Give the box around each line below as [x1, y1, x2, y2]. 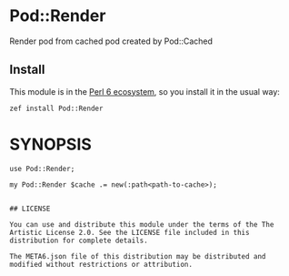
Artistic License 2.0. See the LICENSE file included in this [9, 228, 250, 237]
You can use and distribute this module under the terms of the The [9, 220, 274, 229]
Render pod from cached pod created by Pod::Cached [9, 36, 214, 46]
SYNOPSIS [9, 134, 93, 155]
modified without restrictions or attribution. [9, 260, 194, 269]
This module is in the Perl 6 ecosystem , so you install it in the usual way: [9, 86, 280, 97]
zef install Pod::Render [9, 104, 104, 113]
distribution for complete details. [9, 236, 148, 245]
